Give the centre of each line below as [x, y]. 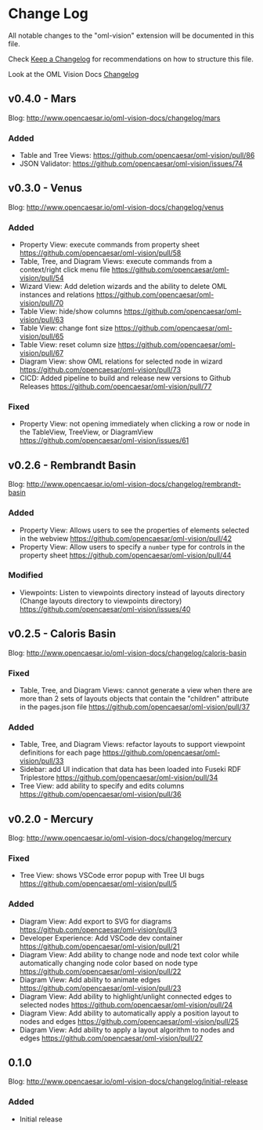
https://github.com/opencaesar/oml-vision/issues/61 [104, 441]
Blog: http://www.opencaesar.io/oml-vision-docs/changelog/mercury [120, 838]
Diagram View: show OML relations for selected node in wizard [121, 361]
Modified [26, 576]
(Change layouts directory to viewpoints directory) [101, 601]
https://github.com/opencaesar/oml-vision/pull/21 [99, 946]
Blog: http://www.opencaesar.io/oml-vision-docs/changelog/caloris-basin [127, 653]
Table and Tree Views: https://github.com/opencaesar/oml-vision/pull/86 [137, 155]
